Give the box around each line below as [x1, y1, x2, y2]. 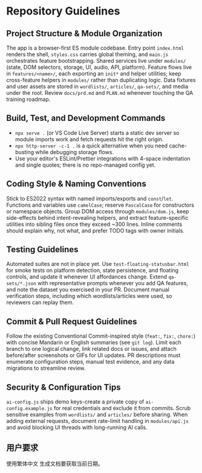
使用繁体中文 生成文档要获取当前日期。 [6, 460, 103, 467]
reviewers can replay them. [6, 299, 74, 306]
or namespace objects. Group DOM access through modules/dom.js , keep [6, 207, 189, 215]
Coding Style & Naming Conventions [6, 179, 146, 189]
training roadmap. [6, 95, 51, 103]
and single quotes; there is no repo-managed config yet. [15, 161, 156, 169]
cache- [169, 142, 187, 149]
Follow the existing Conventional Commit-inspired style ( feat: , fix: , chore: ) [6, 332, 196, 339]
